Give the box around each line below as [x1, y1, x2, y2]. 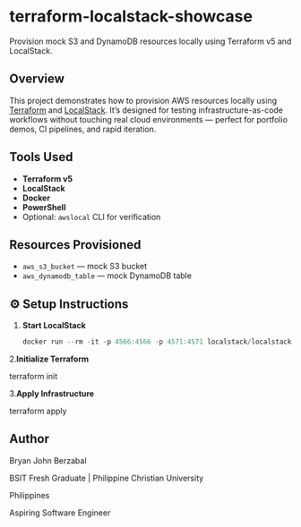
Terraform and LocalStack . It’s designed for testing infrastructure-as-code [9, 105, 284, 115]
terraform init [9, 371, 58, 382]
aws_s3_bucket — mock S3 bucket [21, 261, 148, 272]
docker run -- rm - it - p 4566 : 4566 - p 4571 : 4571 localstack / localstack [21, 337, 292, 346]
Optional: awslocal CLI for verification [21, 211, 161, 222]
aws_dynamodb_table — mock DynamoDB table [21, 270, 193, 281]
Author [9, 431, 49, 446]
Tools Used [9, 149, 73, 165]
